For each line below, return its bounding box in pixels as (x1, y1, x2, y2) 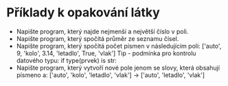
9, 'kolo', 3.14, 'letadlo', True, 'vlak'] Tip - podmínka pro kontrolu (16, 49, 196, 57)
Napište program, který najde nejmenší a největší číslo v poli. (16, 27, 189, 35)
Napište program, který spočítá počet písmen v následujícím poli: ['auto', (16, 42, 222, 50)
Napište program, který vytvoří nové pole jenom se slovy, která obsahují (16, 63, 220, 72)
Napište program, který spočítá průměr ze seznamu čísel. (16, 34, 179, 42)
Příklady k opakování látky (6, 5, 161, 20)
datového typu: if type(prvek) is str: (16, 56, 117, 64)
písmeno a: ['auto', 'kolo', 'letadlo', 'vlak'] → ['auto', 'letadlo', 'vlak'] (16, 70, 205, 79)
